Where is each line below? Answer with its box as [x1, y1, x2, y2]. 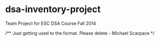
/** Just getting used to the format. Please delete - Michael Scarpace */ [5, 30, 155, 36]
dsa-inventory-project [5, 4, 101, 15]
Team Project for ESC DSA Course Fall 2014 [5, 20, 96, 26]
